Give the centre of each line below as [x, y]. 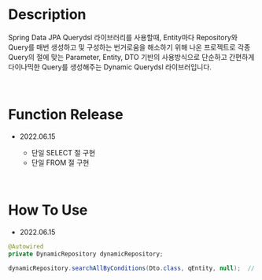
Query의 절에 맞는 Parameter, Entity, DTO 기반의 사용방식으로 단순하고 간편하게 [131, 57]
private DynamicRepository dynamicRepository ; [86, 254]
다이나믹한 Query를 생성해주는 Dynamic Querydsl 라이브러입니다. [110, 67]
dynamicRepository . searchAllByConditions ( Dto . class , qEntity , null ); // [132, 268]
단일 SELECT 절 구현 [63, 152]
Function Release [66, 115]
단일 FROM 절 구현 [60, 162]
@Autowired [26, 246]
